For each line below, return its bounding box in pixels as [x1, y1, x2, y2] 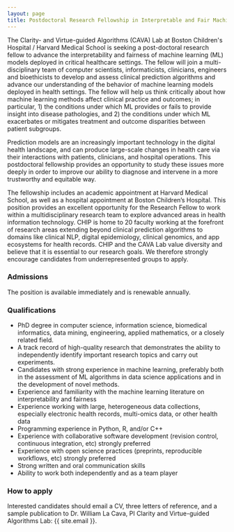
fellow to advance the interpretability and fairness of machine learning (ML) [7, 50, 224, 59]
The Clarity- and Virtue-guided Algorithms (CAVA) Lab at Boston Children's [7, 35, 223, 44]
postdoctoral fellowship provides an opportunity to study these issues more [7, 160, 224, 168]
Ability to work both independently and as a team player [17, 469, 178, 477]
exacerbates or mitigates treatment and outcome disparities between [7, 117, 205, 125]
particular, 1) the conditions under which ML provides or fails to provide [7, 102, 212, 111]
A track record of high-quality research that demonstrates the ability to [17, 344, 221, 352]
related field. [17, 336, 54, 344]
